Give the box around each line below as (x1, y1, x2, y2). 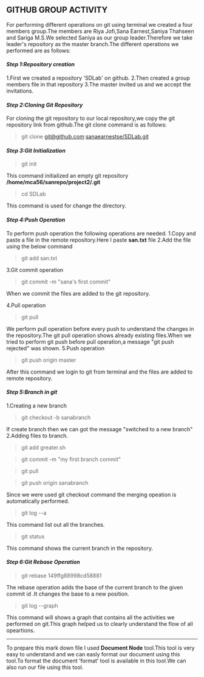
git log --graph (21, 602, 59, 609)
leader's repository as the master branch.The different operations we (6, 40, 179, 47)
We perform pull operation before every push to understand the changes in (6, 325, 194, 332)
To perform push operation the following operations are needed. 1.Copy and (6, 229, 196, 237)
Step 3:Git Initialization (6, 147, 66, 154)
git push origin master (21, 356, 76, 364)
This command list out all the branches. (6, 521, 105, 528)
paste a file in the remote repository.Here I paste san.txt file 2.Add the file (6, 236, 191, 243)
